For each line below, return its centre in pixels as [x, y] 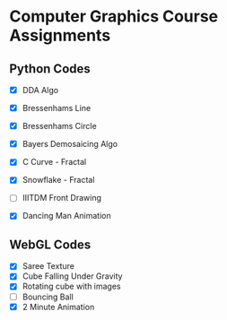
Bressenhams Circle [59, 126]
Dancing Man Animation [67, 216]
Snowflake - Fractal [58, 180]
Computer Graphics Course [114, 17]
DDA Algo [40, 90]
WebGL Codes [50, 244]
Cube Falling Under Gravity [72, 276]
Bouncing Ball [48, 297]
